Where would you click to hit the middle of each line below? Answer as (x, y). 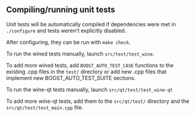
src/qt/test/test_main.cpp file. (45, 107)
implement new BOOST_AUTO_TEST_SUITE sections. (71, 78)
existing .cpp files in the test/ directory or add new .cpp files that (87, 72)
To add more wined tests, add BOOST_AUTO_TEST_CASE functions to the (90, 65)
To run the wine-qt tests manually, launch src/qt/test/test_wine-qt (90, 90)
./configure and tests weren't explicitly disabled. (66, 30)
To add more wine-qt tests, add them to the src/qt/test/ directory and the (98, 101)
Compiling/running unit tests (61, 10)
